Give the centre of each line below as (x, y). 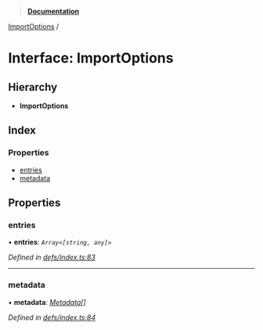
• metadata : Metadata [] (47, 302)
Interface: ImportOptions (91, 58)
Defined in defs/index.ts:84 (52, 317)
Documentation (53, 11)
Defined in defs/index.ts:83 (52, 257)
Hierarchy (33, 87)
